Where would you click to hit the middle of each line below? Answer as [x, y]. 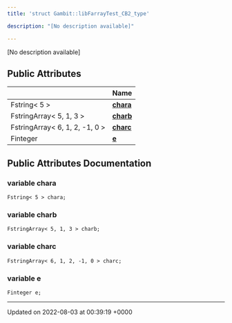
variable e [24, 278]
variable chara [32, 183]
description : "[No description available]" [71, 26]
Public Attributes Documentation [79, 163]
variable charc [32, 247]
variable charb [32, 214]
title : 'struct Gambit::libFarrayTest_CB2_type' [78, 14]
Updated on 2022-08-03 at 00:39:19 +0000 [70, 312]
